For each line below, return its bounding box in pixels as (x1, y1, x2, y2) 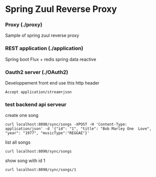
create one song (5, 112, 39, 118)
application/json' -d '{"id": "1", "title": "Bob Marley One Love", (5, 126, 152, 131)
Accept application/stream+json (5, 89, 72, 95)
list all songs (5, 139, 31, 145)
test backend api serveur (5, 101, 67, 108)
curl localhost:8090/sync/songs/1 (5, 168, 77, 173)
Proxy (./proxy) (5, 21, 43, 28)
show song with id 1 (5, 158, 46, 164)
